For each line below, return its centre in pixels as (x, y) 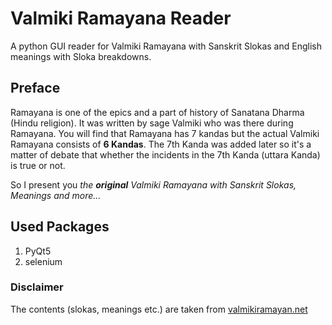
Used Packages (60, 227)
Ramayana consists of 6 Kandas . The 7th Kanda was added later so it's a (161, 144)
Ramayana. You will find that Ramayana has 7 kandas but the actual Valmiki (165, 133)
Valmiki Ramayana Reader (121, 18)
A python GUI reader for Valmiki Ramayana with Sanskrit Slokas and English (166, 46)
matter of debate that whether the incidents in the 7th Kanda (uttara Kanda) (165, 154)
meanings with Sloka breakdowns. (81, 56)
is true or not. (38, 165)
